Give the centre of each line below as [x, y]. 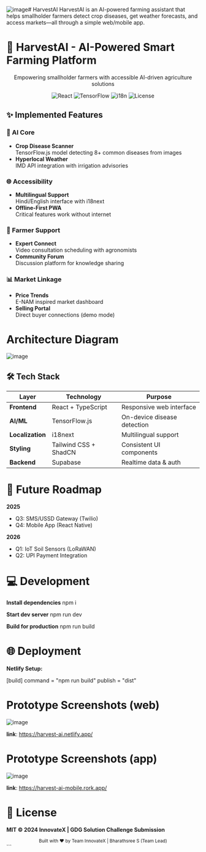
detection [135, 425]
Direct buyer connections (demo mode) [65, 315]
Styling [20, 449]
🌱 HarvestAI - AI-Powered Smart [90, 48]
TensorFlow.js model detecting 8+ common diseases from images [98, 152]
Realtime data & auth [151, 462]
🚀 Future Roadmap [54, 490]
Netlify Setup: [25, 668]
